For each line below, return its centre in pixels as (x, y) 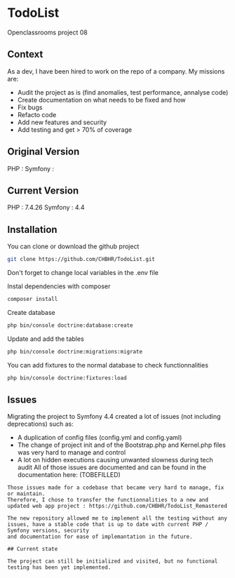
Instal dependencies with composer (59, 286)
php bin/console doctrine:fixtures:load (67, 378)
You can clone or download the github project (73, 246)
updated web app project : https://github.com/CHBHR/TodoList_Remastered (117, 506)
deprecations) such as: (40, 424)
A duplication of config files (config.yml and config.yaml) (100, 438)
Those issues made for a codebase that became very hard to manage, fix (116, 488)
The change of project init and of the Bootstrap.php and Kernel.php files (121, 445)
